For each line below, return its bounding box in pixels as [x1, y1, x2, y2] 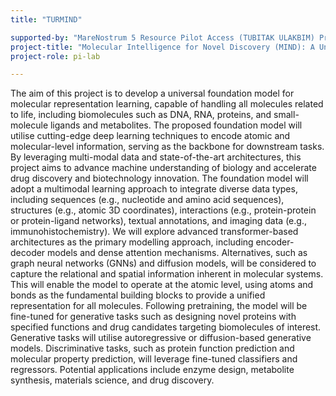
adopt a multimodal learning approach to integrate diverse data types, [10, 183, 298, 195]
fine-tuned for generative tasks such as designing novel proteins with [10, 311, 297, 323]
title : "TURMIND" [10, 14, 83, 25]
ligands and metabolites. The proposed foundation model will [49, 119, 303, 131]
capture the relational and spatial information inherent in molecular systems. [10, 268, 324, 280]
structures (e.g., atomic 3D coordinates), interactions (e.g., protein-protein [10, 204, 317, 216]
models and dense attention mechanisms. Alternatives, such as [47, 247, 308, 259]
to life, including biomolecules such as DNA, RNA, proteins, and [10, 109, 272, 121]
